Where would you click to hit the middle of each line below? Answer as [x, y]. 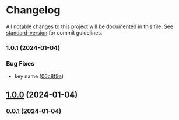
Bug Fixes [20, 63]
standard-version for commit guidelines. [54, 32]
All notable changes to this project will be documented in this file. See [90, 26]
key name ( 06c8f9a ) [39, 76]
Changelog [33, 10]
